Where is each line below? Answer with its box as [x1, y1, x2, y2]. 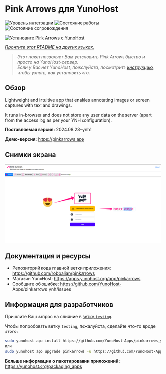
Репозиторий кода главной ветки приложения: [12, 265, 111, 271]
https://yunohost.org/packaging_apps [5, 363, 82, 369]
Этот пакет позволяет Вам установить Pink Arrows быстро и [17, 53, 145, 60]
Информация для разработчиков [5, 300, 114, 309]
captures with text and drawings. [5, 102, 72, 108]
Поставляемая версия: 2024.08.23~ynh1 [5, 126, 92, 132]
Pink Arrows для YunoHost [5, 3, 119, 15]
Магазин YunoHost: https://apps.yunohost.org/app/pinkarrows [12, 276, 141, 282]
